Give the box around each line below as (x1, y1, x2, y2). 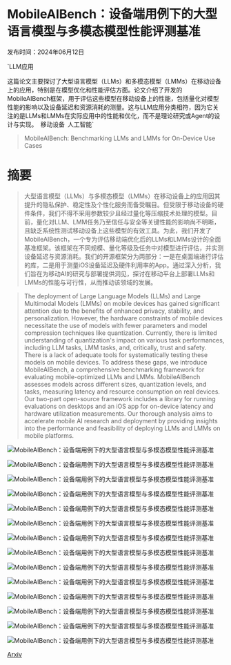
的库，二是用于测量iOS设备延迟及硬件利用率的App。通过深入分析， (23, 260, 215, 269)
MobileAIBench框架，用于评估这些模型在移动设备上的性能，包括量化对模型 (7, 94, 219, 102)
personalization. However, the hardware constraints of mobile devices (23, 314, 223, 322)
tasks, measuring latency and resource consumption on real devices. (23, 387, 221, 396)
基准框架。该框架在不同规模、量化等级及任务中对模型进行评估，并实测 (23, 243, 224, 252)
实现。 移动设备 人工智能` (19, 120, 94, 128)
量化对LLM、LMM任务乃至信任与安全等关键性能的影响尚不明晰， (36, 218, 221, 226)
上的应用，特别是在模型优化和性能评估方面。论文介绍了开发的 (7, 86, 183, 94)
